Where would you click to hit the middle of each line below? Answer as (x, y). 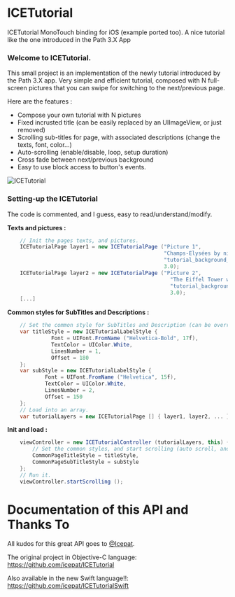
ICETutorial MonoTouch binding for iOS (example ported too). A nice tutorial (116, 32)
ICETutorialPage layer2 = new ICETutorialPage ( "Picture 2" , (111, 273)
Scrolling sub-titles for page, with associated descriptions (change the (119, 137)
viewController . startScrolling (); (72, 482)
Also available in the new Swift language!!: (68, 578)
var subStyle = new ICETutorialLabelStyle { (86, 371)
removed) (31, 130)
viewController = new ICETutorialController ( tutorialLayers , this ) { (125, 442)
